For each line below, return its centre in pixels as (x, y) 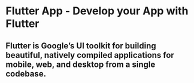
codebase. (26, 74)
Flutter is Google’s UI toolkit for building (81, 46)
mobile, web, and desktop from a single (81, 64)
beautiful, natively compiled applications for (90, 55)
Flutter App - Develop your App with (97, 11)
